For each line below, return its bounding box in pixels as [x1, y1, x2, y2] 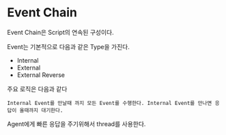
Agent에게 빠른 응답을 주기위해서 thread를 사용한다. [7, 119, 146, 127]
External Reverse [16, 70, 65, 79]
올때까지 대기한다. [19, 107, 63, 114]
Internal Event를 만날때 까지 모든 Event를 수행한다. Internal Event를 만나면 [7, 100, 212, 106]
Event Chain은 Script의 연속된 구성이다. [7, 28, 114, 36]
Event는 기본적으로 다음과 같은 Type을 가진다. [7, 42, 130, 50]
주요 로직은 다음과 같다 [7, 85, 68, 93]
